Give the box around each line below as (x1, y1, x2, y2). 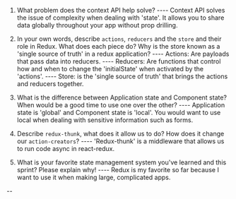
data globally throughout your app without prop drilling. (16, 21, 178, 29)
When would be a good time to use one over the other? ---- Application (16, 101, 225, 109)
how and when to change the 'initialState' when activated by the (16, 65, 204, 73)
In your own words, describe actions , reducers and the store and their (16, 35, 222, 43)
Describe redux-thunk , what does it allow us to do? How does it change (16, 130, 225, 138)
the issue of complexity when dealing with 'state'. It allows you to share (16, 13, 225, 22)
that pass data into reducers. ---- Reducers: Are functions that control (16, 57, 221, 66)
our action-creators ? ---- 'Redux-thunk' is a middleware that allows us (16, 137, 225, 145)
